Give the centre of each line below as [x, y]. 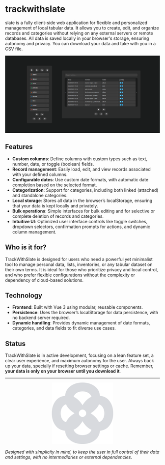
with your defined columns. [40, 174]
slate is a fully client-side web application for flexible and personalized [76, 23]
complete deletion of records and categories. [58, 216]
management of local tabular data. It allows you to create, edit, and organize [82, 28]
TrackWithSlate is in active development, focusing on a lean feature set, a [79, 355]
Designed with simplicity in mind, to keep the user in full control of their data [82, 452]
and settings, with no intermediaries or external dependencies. [69, 457]
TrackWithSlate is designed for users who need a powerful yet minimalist [79, 259]
